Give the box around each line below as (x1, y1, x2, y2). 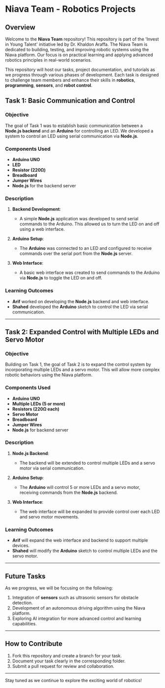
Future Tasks (5, 572, 46, 580)
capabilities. (12, 620, 37, 626)
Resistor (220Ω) (12, 167, 46, 173)
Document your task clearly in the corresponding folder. (12, 658, 126, 664)
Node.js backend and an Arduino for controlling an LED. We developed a (5, 128, 154, 134)
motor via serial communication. (19, 465, 85, 471)
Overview (5, 23, 36, 32)
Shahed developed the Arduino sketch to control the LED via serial (12, 304, 148, 310)
